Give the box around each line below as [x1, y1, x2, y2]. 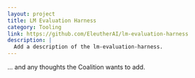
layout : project [7, 10, 55, 18]
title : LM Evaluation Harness [7, 17, 97, 24]
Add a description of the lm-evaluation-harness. [13, 43, 163, 50]
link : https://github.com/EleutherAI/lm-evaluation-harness [7, 30, 189, 38]
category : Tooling [7, 23, 62, 30]
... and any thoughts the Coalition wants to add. [7, 63, 145, 71]
